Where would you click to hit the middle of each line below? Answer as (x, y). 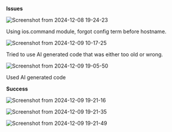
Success (17, 89)
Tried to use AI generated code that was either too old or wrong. (85, 54)
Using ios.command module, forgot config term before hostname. (86, 31)
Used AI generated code (36, 77)
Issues (15, 9)
